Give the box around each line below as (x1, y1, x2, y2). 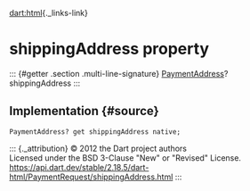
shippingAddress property (9, 39, 210, 59)
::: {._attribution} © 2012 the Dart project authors (9, 143, 187, 154)
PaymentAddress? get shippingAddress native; (9, 127, 181, 137)
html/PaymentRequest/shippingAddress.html (9, 171, 173, 182)
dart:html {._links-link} (9, 8, 89, 18)
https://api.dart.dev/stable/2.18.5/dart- (9, 162, 149, 172)
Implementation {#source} (9, 104, 160, 119)
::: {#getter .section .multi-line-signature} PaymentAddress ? (9, 68, 229, 79)
